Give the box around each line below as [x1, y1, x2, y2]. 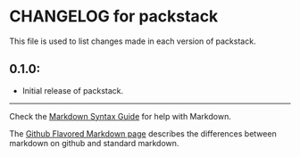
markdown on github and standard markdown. [9, 137, 179, 148]
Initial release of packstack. [21, 85, 123, 95]
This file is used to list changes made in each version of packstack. [9, 36, 256, 46]
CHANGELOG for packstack [9, 6, 219, 27]
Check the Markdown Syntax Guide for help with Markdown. [9, 111, 232, 121]
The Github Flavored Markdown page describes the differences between [9, 128, 277, 139]
